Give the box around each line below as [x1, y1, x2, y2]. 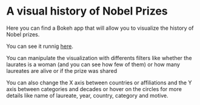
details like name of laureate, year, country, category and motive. [6, 92, 168, 99]
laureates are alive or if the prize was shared [6, 67, 118, 74]
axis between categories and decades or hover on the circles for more [6, 85, 182, 92]
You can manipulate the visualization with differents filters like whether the [6, 54, 192, 61]
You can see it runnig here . [6, 42, 74, 50]
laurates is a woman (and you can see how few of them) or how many [6, 61, 181, 68]
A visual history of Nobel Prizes [6, 4, 168, 18]
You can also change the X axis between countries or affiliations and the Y [6, 79, 192, 86]
